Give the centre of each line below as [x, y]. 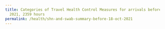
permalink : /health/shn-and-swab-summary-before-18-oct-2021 [69, 19]
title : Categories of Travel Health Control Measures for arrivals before [83, 10]
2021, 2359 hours [27, 14]
